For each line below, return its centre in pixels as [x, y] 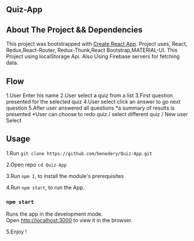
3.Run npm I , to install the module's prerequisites [65, 176]
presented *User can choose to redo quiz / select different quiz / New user [97, 114]
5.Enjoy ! [16, 232]
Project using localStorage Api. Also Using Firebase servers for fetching [93, 57]
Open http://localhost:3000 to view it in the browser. [69, 220]
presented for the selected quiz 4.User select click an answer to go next [93, 102]
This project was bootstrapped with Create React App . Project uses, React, [97, 44]
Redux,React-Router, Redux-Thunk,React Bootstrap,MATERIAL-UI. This [92, 50]
